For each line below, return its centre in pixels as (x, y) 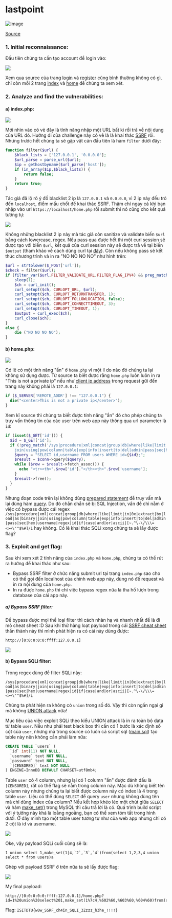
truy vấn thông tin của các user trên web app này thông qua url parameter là (86, 421)
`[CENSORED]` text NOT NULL (40, 766)
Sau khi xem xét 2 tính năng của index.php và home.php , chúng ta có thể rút (84, 558)
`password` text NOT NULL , (39, 761)
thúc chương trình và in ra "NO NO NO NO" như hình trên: (66, 256)
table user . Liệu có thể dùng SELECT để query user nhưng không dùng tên (82, 797)
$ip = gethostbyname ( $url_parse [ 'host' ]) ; (60, 165)
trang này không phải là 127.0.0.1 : (42, 386)
